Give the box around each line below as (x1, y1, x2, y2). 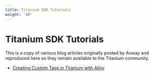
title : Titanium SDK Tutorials (5, 7, 71, 12)
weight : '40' (5, 12, 33, 17)
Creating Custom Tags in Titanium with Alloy (12, 65, 105, 71)
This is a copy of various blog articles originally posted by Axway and (5, 50, 149, 56)
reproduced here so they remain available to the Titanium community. (5, 55, 149, 61)
